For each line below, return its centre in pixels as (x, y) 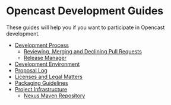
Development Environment (47, 64)
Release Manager (45, 58)
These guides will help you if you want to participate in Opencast (85, 27)
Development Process (42, 45)
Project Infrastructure (41, 89)
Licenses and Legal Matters (49, 77)
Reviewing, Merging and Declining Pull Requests (83, 51)
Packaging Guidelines (41, 83)
